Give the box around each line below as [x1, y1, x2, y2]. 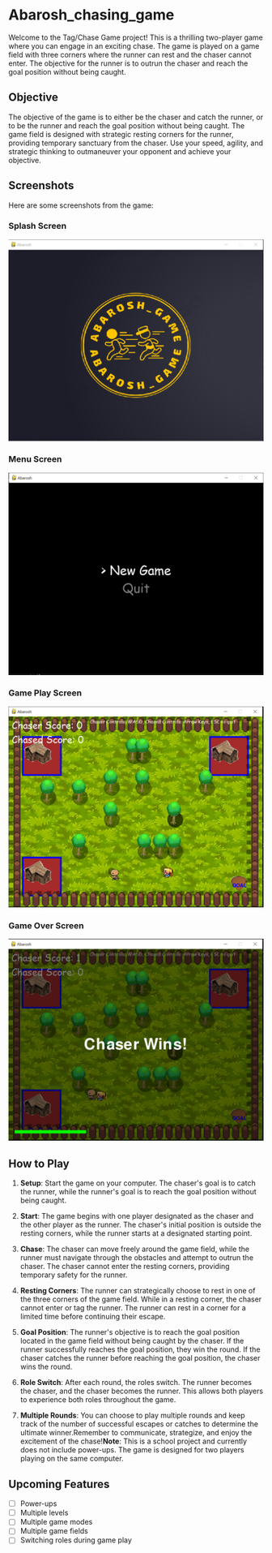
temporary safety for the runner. [19, 1270, 128, 1280]
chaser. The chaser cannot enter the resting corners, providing [19, 1262, 230, 1271]
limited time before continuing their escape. [19, 1312, 166, 1322]
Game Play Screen [8, 687, 83, 699]
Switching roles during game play [19, 1535, 132, 1545]
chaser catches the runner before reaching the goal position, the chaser [19, 1353, 261, 1363]
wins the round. [19, 1362, 73, 1372]
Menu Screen [8, 454, 62, 465]
